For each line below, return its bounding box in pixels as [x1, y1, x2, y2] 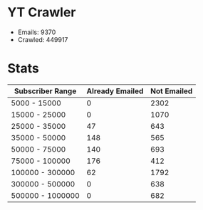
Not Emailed [150, 86, 193, 96]
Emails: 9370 [17, 28, 56, 36]
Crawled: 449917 [17, 35, 68, 43]
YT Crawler [7, 4, 76, 21]
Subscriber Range [14, 86, 77, 96]
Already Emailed [86, 86, 144, 96]
